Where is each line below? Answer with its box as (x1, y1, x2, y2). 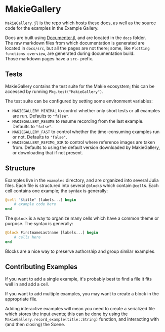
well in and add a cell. (5, 281, 49, 287)
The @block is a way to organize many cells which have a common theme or (5, 215, 159, 221)
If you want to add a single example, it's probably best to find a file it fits (5, 276, 152, 282)
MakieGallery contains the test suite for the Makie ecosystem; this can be (5, 83, 155, 89)
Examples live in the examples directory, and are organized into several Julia (5, 177, 159, 183)
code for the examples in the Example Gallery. (5, 25, 99, 31)
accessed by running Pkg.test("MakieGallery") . (5, 88, 104, 95)
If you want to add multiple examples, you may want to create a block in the (5, 290, 159, 296)
